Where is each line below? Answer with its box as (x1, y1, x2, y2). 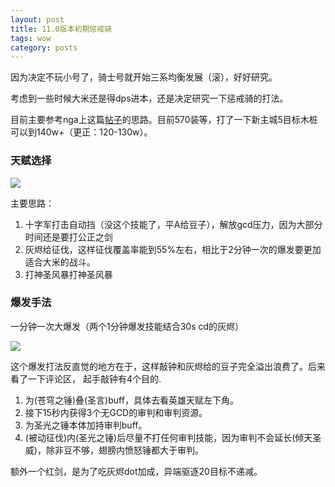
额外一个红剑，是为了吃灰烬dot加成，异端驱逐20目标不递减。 (10, 465, 263, 477)
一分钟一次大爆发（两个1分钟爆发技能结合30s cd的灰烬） (10, 320, 245, 332)
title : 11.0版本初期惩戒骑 (10, 24, 112, 34)
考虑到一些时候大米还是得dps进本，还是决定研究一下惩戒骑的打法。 (10, 92, 289, 105)
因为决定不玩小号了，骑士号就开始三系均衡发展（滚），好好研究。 (10, 71, 278, 83)
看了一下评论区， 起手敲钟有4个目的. (10, 372, 162, 385)
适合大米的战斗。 (24, 256, 96, 268)
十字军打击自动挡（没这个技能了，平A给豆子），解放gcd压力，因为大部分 (24, 218, 323, 230)
